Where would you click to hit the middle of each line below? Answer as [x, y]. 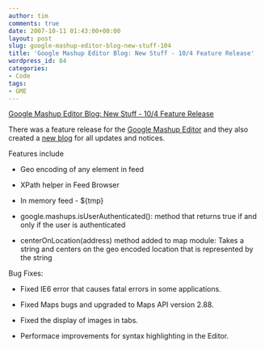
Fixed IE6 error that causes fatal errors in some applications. [120, 289]
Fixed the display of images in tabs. [79, 321]
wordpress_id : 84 [38, 61]
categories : [28, 69]
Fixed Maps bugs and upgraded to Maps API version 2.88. [117, 305]
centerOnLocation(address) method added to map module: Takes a [132, 241]
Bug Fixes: [26, 273]
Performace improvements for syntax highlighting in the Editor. [124, 336]
